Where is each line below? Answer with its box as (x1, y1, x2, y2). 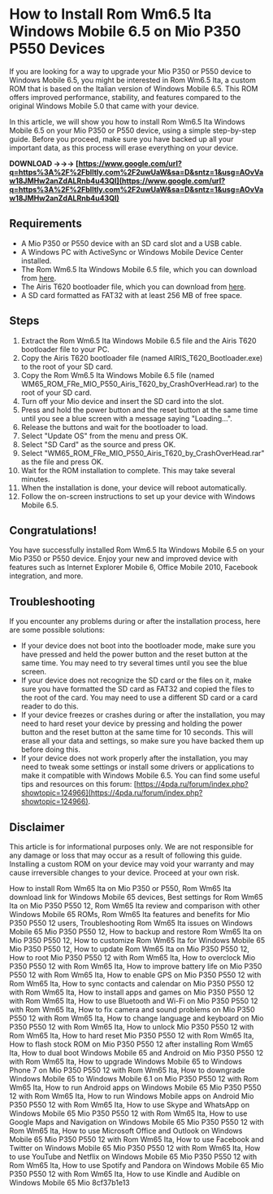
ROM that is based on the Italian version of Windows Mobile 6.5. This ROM (9, 83, 258, 94)
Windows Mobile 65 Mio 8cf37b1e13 (9, 1178, 130, 1187)
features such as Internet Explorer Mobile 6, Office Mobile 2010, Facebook (9, 563, 258, 573)
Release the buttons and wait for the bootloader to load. (20, 422, 208, 432)
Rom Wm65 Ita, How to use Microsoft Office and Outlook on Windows (9, 1126, 243, 1135)
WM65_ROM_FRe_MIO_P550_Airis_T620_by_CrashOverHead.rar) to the (20, 379, 259, 388)
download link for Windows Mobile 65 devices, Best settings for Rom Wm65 (9, 893, 263, 902)
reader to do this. (20, 701, 80, 711)
